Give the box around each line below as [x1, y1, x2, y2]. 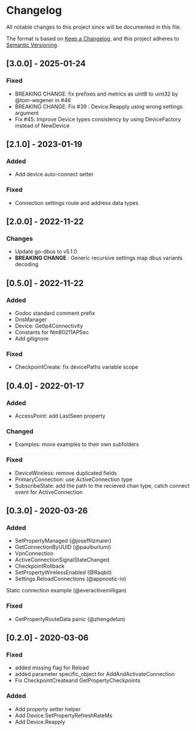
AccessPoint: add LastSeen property [14, 412, 106, 419]
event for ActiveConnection [14, 488, 82, 496]
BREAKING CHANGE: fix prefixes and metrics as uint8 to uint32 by [14, 90, 178, 97]
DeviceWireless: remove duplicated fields [14, 469, 117, 476]
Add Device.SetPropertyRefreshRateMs [14, 712, 112, 719]
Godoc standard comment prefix [14, 309, 96, 317]
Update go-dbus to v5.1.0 [14, 248, 78, 255]
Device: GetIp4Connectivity [14, 322, 84, 329]
